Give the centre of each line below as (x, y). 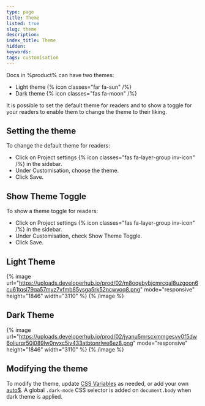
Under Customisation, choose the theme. (67, 171)
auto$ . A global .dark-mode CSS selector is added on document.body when (99, 390)
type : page (20, 12)
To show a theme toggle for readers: (52, 211)
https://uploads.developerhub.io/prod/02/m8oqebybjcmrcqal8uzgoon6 (109, 283)
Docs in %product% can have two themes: (60, 75)
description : (23, 35)
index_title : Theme (31, 40)
